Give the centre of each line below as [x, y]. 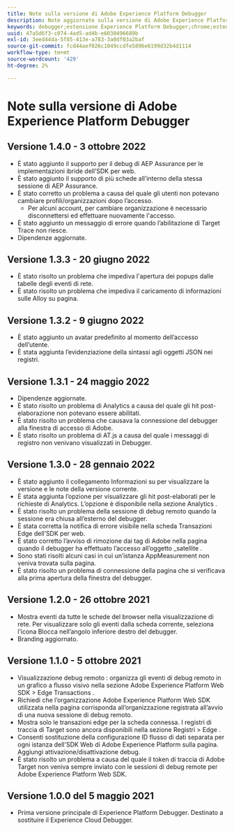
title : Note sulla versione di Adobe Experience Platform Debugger [107, 14]
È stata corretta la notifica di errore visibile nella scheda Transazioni [115, 526]
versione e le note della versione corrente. [78, 488]
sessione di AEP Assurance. [57, 186]
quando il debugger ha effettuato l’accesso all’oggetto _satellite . [110, 548]
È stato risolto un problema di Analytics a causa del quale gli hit [108, 406]
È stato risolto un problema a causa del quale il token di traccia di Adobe [121, 759]
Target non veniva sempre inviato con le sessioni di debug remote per [117, 766]
